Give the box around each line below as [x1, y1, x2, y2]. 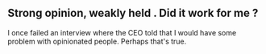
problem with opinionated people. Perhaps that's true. [7, 36, 187, 46]
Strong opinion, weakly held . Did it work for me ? [7, 6, 259, 20]
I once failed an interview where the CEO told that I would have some [7, 27, 237, 37]
